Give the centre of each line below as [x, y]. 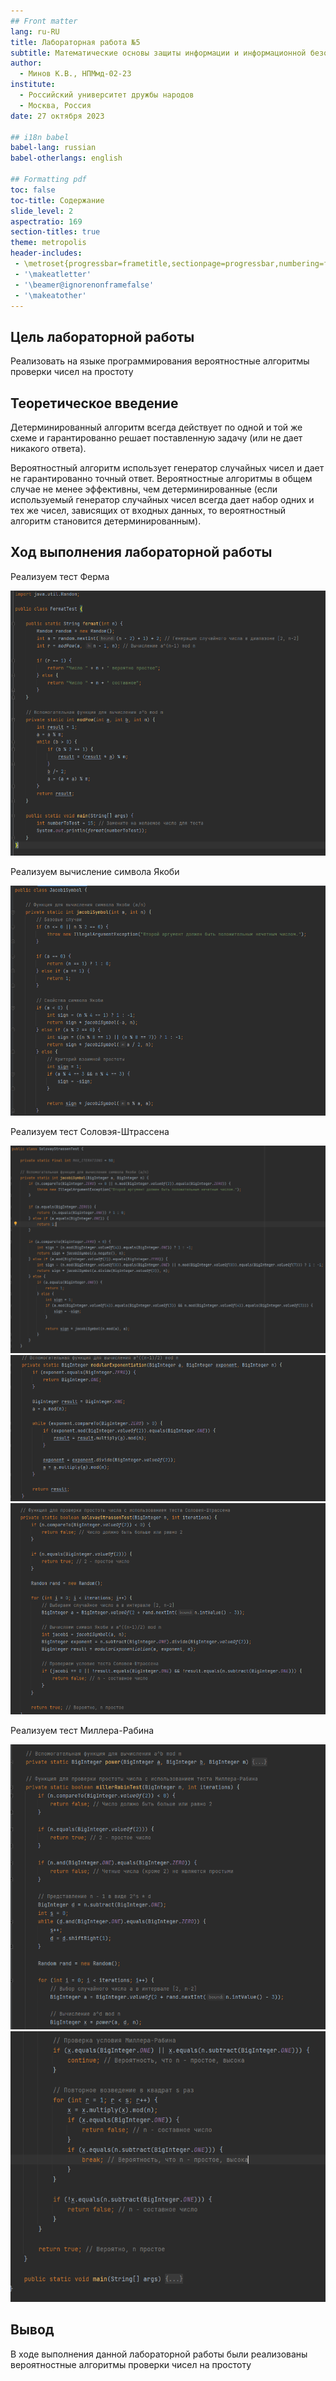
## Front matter [44, 21]
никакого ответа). [48, 448]
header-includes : [46, 253]
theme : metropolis [48, 243]
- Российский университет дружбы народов [107, 95]
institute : [33, 85]
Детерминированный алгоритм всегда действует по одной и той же [156, 427]
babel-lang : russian [53, 148]
